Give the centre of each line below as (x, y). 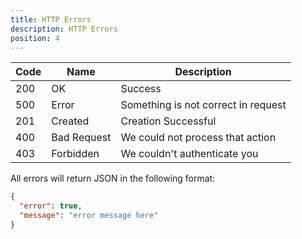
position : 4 (35, 38)
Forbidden (75, 154)
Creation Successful (168, 121)
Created (70, 121)
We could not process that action (198, 138)
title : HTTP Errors (51, 19)
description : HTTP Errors (64, 29)
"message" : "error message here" (89, 216)
